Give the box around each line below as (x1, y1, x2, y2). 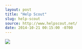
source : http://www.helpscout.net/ (5, 21, 78, 26)
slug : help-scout (5, 16, 41, 21)
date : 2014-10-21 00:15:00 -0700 (5, 25, 73, 30)
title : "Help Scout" (5, 12, 47, 17)
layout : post (5, 7, 32, 12)
